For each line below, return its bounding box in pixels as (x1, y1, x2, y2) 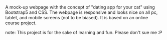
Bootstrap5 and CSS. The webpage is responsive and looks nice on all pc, (5, 9, 158, 15)
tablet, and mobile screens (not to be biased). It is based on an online (5, 15, 148, 20)
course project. (5, 20, 37, 26)
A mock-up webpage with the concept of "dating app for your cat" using (5, 4, 155, 10)
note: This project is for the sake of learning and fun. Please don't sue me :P (5, 30, 162, 35)
